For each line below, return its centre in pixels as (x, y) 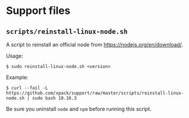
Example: (17, 77)
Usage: (15, 56)
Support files (38, 11)
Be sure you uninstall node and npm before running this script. (79, 109)
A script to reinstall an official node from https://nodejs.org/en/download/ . (95, 44)
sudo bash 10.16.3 (54, 98)
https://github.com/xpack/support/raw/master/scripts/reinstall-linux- (95, 93)
